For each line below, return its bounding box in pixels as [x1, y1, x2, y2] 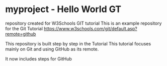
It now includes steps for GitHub [5, 55, 72, 61]
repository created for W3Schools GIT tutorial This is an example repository [5, 20, 162, 26]
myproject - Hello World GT [5, 4, 122, 15]
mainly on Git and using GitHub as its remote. [5, 46, 99, 52]
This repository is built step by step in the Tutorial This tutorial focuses [5, 40, 151, 46]
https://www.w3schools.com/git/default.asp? [43, 25, 137, 31]
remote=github [5, 31, 36, 37]
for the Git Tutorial [5, 25, 43, 31]
